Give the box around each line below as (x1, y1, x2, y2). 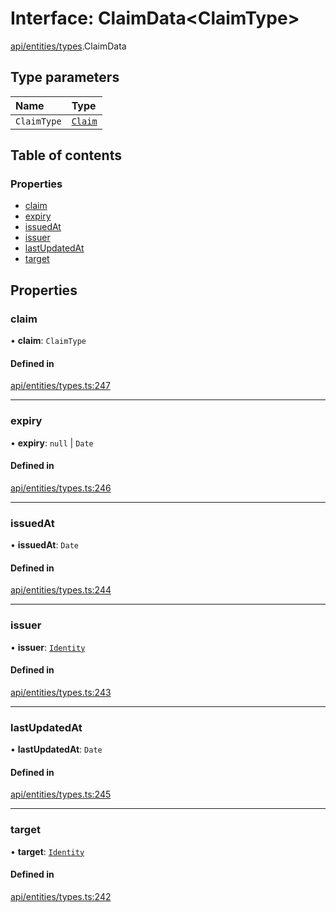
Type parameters (10, 69, 120, 86)
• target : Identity (10, 845, 85, 857)
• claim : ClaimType (10, 335, 87, 347)
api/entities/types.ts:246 (10, 482, 112, 494)
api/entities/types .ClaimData (10, 40, 127, 52)
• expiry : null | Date (10, 437, 94, 449)
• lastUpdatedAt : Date (10, 743, 103, 756)
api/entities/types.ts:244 (10, 584, 112, 596)
